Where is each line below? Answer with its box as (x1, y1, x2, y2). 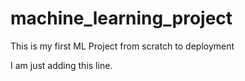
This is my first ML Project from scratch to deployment (10, 40, 235, 52)
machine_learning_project (10, 7, 233, 30)
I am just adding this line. (10, 59, 113, 71)
